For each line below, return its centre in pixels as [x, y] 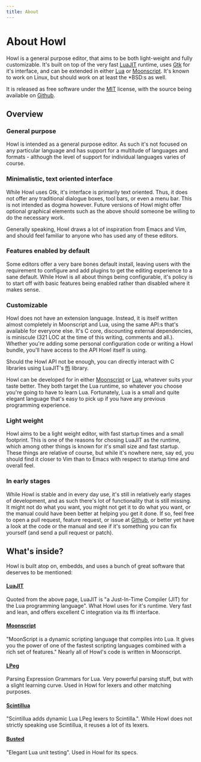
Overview [25, 114]
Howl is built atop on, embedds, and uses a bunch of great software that [95, 566]
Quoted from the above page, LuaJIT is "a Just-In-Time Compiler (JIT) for [97, 599]
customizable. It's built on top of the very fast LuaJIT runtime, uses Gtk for [98, 64]
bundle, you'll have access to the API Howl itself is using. [76, 350]
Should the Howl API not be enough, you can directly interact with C [90, 362]
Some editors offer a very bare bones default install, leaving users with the [98, 264]
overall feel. [21, 466]
